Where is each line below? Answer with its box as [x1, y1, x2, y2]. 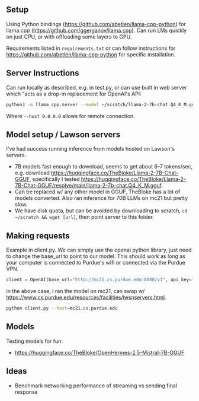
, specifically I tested [29, 176, 80, 183]
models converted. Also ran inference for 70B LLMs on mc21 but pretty [14, 195, 188, 202]
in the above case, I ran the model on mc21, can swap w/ [6, 288, 145, 294]
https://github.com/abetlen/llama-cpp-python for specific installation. [6, 50, 176, 58]
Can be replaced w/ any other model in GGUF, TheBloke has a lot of [14, 188, 181, 195]
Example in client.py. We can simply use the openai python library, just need [6, 246, 192, 254]
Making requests [6, 231, 70, 241]
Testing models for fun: [6, 338, 63, 345]
